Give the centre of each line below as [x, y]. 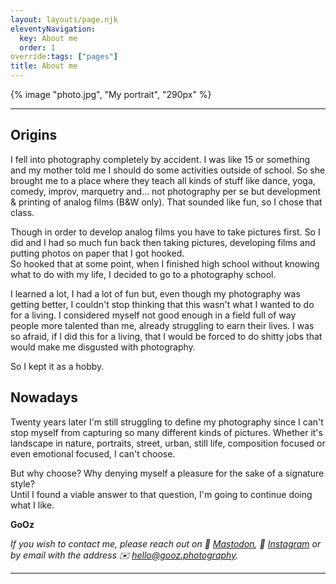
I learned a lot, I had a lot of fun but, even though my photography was [155, 293]
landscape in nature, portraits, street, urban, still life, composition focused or [168, 443]
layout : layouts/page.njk [64, 19]
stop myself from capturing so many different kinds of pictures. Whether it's [166, 432]
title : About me [44, 66]
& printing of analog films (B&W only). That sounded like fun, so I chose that [166, 202]
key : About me [48, 38]
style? [22, 483]
